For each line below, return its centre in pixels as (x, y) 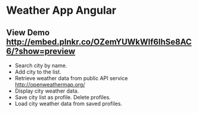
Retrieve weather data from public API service (71, 78)
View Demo (28, 33)
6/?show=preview (41, 51)
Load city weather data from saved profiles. (68, 103)
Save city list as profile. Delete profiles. (63, 97)
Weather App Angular (61, 10)
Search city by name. (41, 65)
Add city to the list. (38, 72)
